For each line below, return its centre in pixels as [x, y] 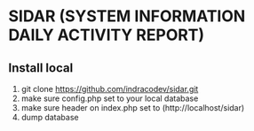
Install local [41, 68]
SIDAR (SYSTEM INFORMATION [127, 16]
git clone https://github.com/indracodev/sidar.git [110, 89]
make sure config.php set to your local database [110, 98]
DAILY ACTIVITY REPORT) [107, 35]
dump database [50, 117]
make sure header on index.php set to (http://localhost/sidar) [133, 108]
